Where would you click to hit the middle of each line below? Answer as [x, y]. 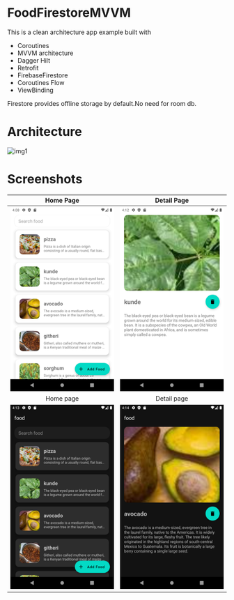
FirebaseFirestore [42, 75]
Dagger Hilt [34, 60]
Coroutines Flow [41, 82]
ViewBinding [35, 90]
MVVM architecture [45, 53]
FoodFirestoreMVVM [69, 13]
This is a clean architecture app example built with [79, 32]
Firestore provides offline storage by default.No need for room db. [102, 103]
